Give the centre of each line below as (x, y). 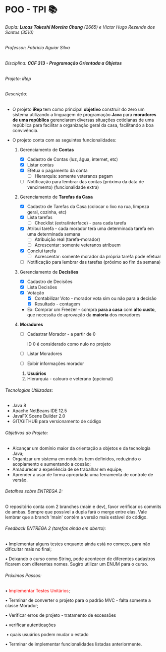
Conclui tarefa (41, 251)
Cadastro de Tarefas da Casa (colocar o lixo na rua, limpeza (88, 207)
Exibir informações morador (55, 363)
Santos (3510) (19, 32)
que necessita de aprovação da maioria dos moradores (84, 315)
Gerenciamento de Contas (47, 149)
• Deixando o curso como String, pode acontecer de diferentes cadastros (80, 559)
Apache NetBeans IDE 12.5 (40, 411)
